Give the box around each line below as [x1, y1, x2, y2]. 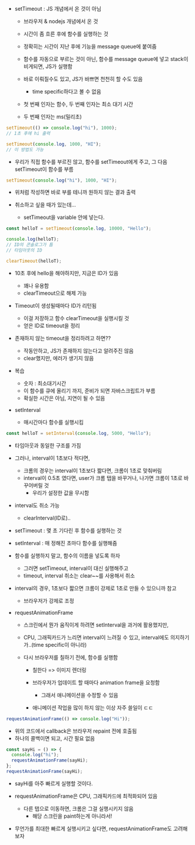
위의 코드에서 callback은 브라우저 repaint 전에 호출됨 [14, 727, 137, 734]
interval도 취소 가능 [14, 502, 60, 509]
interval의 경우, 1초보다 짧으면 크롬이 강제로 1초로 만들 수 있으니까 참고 [14, 585, 177, 592]
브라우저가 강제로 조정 [23, 597, 75, 604]
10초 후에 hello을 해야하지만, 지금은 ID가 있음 [14, 269, 119, 276]
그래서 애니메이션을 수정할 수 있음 [41, 691, 119, 698]
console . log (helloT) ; [6, 236, 60, 243]
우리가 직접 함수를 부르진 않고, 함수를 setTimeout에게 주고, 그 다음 [14, 158, 168, 165]
